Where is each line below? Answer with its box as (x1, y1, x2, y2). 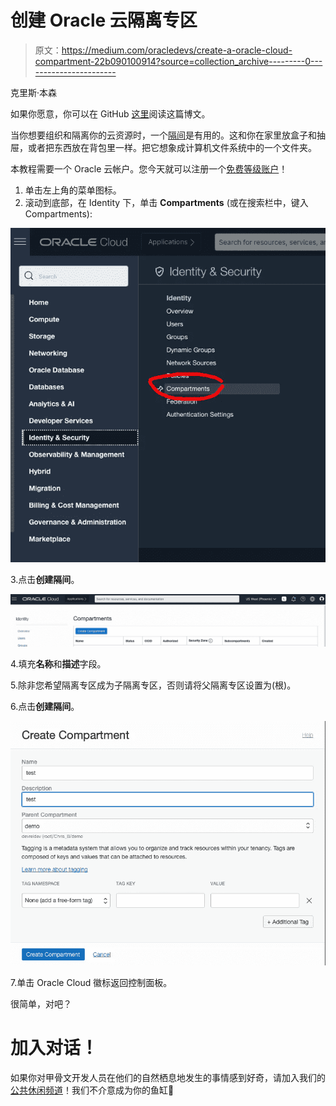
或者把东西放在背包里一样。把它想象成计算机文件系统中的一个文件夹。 (27, 141, 317, 153)
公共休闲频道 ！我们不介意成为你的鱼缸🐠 (10, 1084, 175, 1096)
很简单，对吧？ (10, 998, 72, 1010)
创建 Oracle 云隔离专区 (10, 9, 198, 32)
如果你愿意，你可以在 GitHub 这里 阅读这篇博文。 (10, 107, 211, 120)
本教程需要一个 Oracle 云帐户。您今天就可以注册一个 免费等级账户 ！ (10, 162, 288, 175)
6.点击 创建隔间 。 (10, 701, 80, 713)
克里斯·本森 (10, 86, 58, 98)
